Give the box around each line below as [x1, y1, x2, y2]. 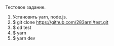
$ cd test [12, 24, 31, 30]
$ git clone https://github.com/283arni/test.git [12, 19, 109, 25]
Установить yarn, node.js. [12, 14, 67, 19]
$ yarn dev [12, 35, 35, 41]
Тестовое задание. [5, 4, 46, 10]
